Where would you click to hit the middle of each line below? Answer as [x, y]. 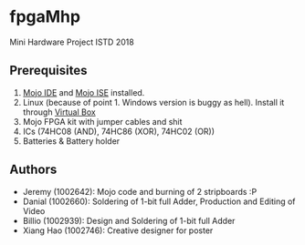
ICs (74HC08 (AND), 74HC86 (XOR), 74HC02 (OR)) [119, 131]
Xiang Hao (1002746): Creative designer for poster [118, 230]
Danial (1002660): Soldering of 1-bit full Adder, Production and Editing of [159, 201]
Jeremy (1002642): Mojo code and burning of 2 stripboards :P [140, 191]
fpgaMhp [45, 17]
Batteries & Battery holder [71, 141]
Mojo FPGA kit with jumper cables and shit [102, 121]
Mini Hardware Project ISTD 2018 [72, 42]
